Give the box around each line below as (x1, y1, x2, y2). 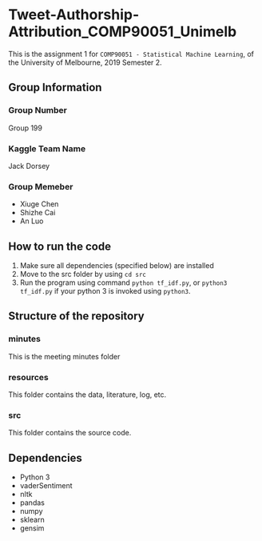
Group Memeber (8, 181, 73, 192)
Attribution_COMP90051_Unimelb (8, 22, 237, 41)
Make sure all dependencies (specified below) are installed (19, 261, 214, 270)
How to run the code (8, 239, 112, 253)
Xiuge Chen (19, 199, 59, 209)
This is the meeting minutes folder (8, 351, 121, 361)
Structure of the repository (8, 310, 145, 323)
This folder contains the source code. (8, 428, 132, 438)
